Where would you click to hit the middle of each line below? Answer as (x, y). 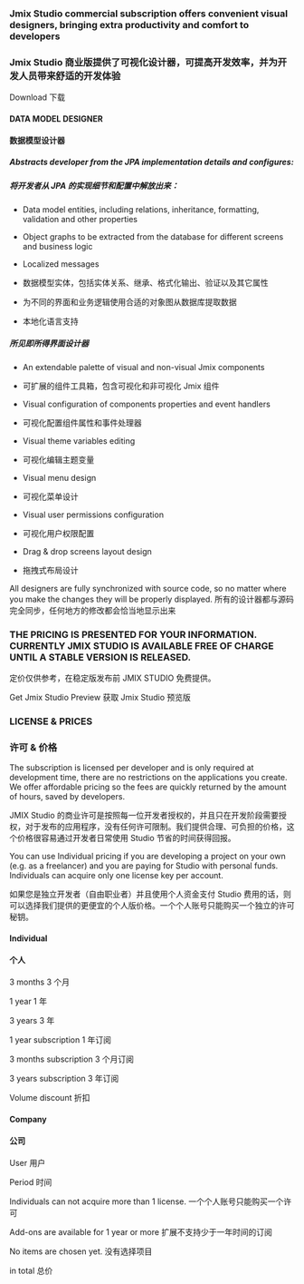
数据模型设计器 (37, 141)
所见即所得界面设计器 (49, 344)
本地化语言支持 (50, 321)
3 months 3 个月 (40, 982)
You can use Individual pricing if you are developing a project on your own (148, 857)
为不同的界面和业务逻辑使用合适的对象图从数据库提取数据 (129, 301)
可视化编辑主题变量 (58, 459)
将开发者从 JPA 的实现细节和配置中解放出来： (94, 186)
